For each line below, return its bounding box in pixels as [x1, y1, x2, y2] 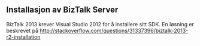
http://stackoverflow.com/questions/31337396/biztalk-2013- [40, 27, 189, 34]
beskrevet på [6, 27, 39, 34]
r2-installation [6, 33, 41, 41]
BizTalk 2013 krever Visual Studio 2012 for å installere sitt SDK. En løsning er [6, 20, 195, 27]
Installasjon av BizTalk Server [6, 5, 119, 15]
